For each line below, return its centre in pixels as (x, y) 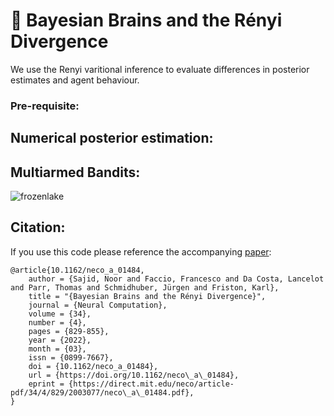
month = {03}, (57, 349)
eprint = (46, 384)
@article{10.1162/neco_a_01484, (77, 270)
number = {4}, (57, 322)
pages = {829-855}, (69, 331)
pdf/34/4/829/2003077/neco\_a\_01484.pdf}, (102, 392)
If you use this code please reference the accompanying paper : (141, 251)
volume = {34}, (60, 314)
